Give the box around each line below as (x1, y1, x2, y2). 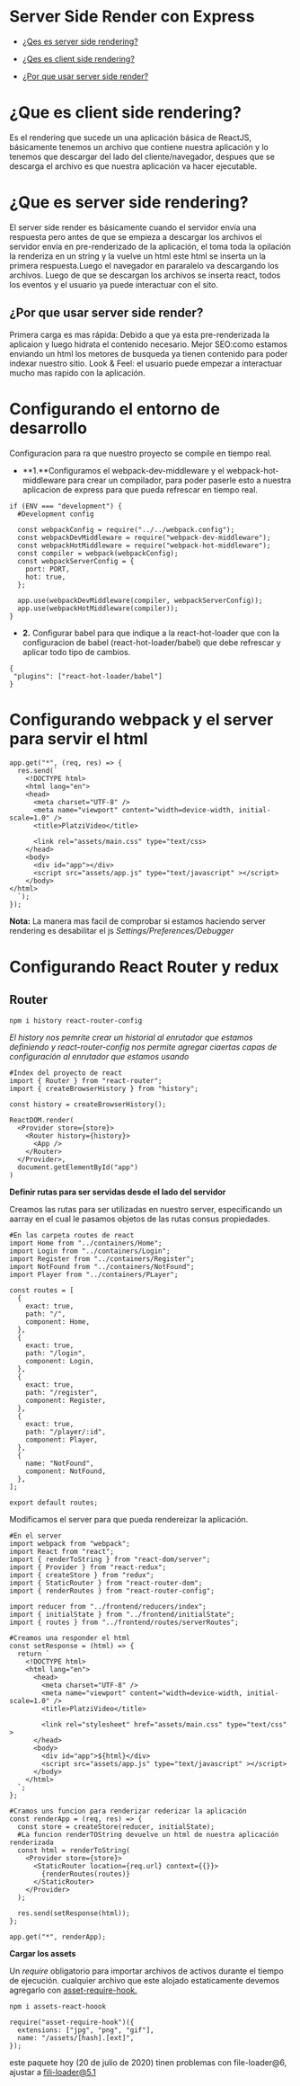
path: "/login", (25, 1348, 87, 1358)
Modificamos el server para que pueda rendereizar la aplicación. (9, 1513, 249, 1524)
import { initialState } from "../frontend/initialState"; (9, 1610, 235, 1619)
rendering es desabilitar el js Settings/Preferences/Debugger (9, 925, 234, 936)
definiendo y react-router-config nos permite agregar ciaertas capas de (9, 1041, 278, 1052)
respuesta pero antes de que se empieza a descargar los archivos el (9, 231, 262, 242)
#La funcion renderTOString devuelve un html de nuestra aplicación (17, 1830, 279, 1839)
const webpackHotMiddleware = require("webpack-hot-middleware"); (17, 541, 271, 550)
